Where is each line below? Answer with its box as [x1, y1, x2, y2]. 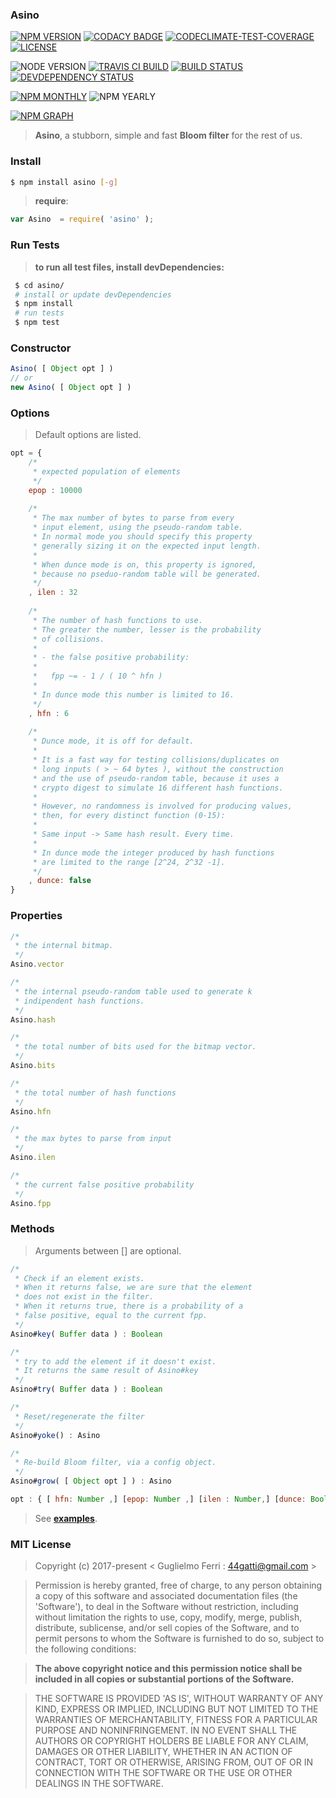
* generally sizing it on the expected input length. [32, 541, 262, 551]
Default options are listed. [34, 429, 142, 441]
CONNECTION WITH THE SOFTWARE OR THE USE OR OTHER [34, 1767, 293, 1779]
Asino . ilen [10, 1153, 56, 1163]
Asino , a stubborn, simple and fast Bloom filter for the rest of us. [34, 129, 303, 142]
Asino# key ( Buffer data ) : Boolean [10, 1329, 163, 1339]
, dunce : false [28, 876, 92, 886]
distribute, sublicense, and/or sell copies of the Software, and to [34, 1622, 300, 1634]
